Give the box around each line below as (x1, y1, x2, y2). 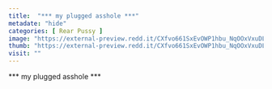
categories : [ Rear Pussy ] (8, 27, 104, 35)
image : (8, 34, 31, 43)
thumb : (8, 42, 31, 50)
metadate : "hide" (8, 19, 67, 28)
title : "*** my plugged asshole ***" (8, 11, 139, 20)
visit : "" (8, 49, 42, 57)
